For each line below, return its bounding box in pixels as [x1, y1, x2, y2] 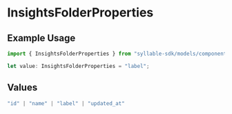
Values [7, 82, 38, 93]
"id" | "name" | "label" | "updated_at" [7, 100, 126, 107]
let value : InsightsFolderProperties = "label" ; [7, 62, 150, 69]
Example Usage [7, 32, 76, 44]
